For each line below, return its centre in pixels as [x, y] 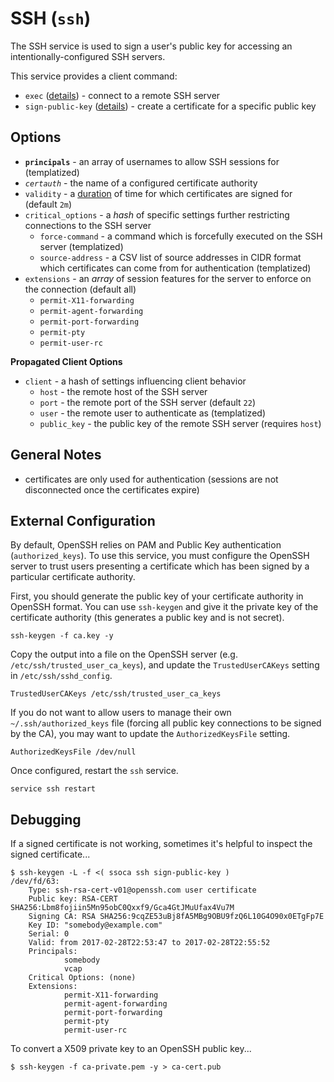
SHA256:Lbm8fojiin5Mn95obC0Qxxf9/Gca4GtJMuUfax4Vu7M [122, 908]
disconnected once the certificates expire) [112, 489]
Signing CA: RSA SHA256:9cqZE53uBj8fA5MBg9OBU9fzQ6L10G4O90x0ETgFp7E [176, 917]
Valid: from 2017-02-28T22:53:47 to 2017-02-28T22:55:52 [149, 943]
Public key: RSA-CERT [73, 899]
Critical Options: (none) [82, 978]
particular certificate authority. [73, 577]
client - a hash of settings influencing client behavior [135, 381]
